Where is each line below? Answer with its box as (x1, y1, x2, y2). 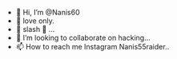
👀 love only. (15, 16, 54, 26)
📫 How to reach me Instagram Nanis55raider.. (15, 42, 170, 51)
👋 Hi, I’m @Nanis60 (15, 8, 80, 17)
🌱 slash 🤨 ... (15, 25, 55, 33)
